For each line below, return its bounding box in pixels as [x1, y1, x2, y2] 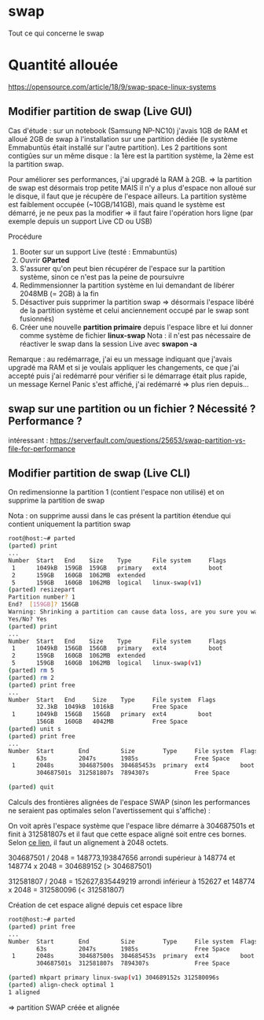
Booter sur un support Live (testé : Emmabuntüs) [19, 247, 178, 256]
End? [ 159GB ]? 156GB [8, 601, 79, 609]
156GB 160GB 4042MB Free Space [36, 718, 189, 726]
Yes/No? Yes [8, 615, 47, 623]
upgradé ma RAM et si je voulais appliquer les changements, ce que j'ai [8, 362, 240, 372]
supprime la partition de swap [8, 495, 104, 506]
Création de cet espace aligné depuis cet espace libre [8, 900, 183, 910]
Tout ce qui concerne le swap [8, 28, 104, 38]
